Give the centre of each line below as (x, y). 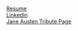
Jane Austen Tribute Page (39, 21)
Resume (17, 9)
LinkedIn (17, 15)
